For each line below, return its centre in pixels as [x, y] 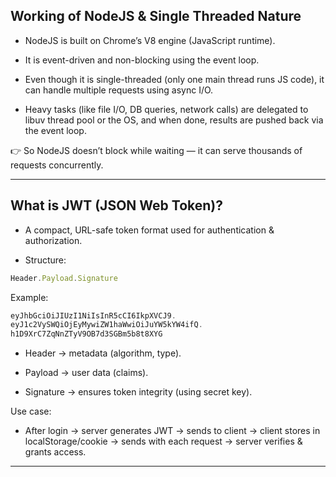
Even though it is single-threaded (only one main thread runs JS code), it [174, 79]
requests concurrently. [57, 165]
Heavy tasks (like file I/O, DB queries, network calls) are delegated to [166, 109]
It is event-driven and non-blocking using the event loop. [142, 60]
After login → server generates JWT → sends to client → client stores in [172, 431]
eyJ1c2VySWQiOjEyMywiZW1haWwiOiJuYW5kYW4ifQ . [106, 325]
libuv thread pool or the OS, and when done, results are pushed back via [174, 120]
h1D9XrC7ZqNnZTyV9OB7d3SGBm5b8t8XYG [86, 334]
